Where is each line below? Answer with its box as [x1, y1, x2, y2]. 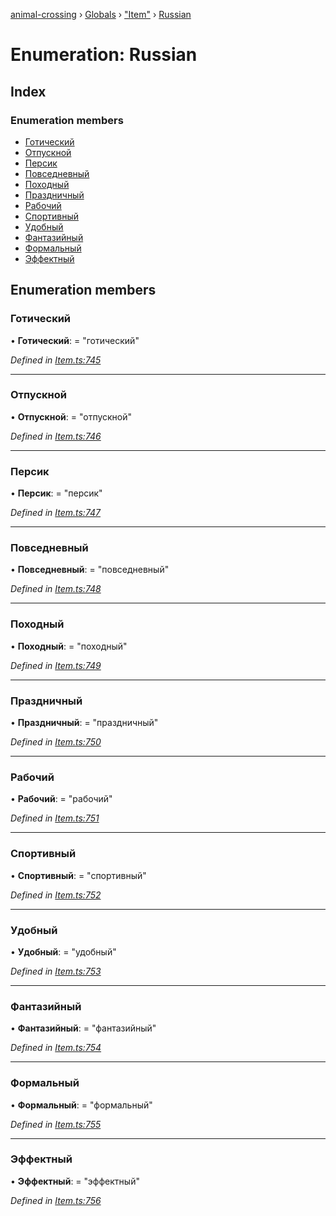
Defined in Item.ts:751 [10, 812, 100, 824]
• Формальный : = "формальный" [10, 1099, 153, 1111]
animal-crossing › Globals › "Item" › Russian [10, 9, 192, 20]
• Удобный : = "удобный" [10, 945, 117, 958]
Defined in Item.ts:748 [10, 583, 102, 595]
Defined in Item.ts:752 [10, 889, 102, 901]
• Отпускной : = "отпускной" [10, 410, 133, 423]
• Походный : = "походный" [10, 640, 128, 652]
